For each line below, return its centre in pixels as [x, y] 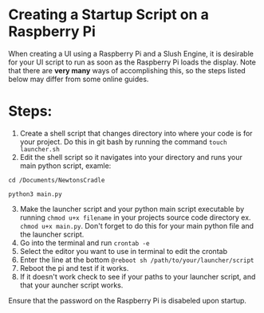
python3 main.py [35, 194]
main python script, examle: [65, 166]
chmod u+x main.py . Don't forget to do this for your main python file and [136, 225]
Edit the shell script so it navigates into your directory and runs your [131, 157]
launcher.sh [39, 149]
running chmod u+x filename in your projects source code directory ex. [135, 217]
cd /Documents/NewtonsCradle [57, 180]
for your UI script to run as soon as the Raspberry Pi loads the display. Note [132, 62]
